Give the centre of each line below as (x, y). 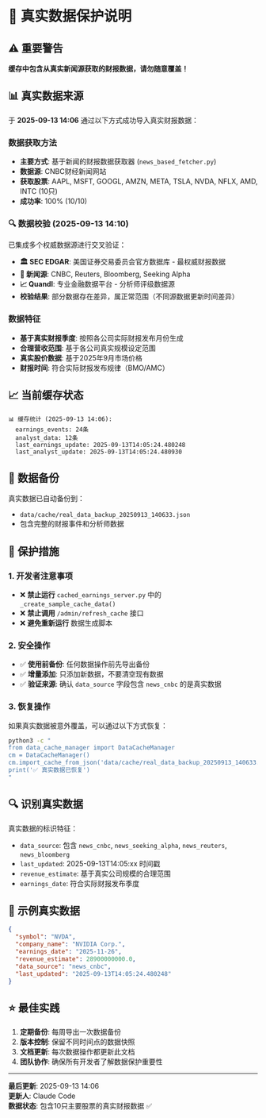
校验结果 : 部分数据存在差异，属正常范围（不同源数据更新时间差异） (129, 297)
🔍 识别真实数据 (46, 804)
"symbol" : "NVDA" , (46, 937)
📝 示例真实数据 (44, 911)
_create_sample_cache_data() (68, 604)
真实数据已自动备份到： (46, 499)
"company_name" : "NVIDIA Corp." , (70, 945)
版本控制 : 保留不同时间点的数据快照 (77, 1042)
